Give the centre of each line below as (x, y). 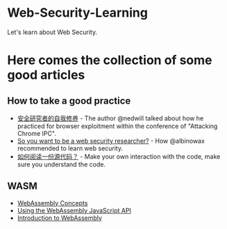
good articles (46, 75)
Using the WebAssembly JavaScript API (74, 210)
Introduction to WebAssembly (60, 218)
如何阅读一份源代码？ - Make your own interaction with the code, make (119, 156)
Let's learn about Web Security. (52, 32)
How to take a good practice (69, 101)
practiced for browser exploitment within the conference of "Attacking (117, 126)
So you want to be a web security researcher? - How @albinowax (111, 141)
